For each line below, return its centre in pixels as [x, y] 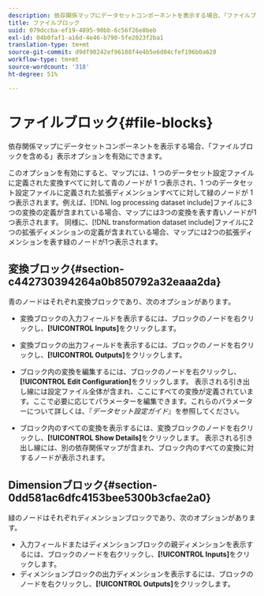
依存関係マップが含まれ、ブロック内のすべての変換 [157, 448]
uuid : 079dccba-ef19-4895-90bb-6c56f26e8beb [82, 30]
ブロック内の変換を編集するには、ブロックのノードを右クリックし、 [130, 372]
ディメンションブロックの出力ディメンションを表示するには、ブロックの [136, 574]
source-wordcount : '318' [49, 67]
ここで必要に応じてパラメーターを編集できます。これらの [126, 401]
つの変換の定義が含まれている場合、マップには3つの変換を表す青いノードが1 [132, 212]
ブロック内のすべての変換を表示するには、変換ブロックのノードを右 [130, 428]
